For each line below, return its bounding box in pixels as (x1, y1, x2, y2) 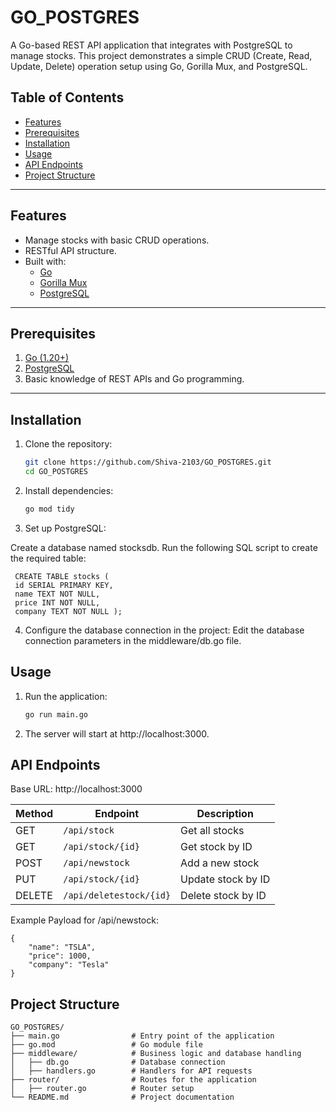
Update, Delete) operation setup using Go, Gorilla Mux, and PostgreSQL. (10, 60, 308, 72)
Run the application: (24, 690, 108, 702)
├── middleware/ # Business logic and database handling (10, 1049, 302, 1059)
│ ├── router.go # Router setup (10, 1084, 195, 1094)
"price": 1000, (28, 951, 92, 961)
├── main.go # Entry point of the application (10, 1031, 275, 1041)
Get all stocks (180, 824, 245, 838)
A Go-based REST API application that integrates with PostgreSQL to (10, 39, 293, 51)
